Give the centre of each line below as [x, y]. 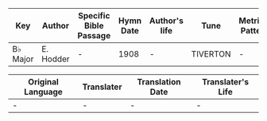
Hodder [55, 59]
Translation [159, 82]
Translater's [225, 82]
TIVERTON [211, 54]
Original [43, 82]
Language [43, 92]
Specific [94, 16]
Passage [94, 35]
